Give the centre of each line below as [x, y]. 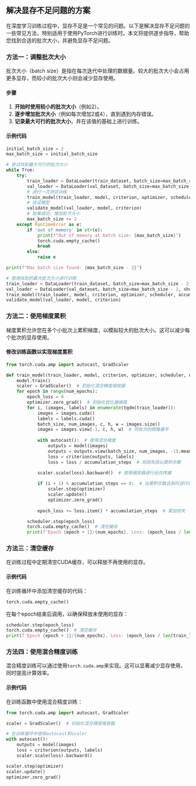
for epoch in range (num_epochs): [57, 392]
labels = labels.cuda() [66, 418]
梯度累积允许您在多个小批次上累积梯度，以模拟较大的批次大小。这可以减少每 [98, 330]
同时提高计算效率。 [29, 673]
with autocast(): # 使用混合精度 [76, 441]
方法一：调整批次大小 [36, 57]
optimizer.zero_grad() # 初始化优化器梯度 [77, 403]
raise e [47, 257]
